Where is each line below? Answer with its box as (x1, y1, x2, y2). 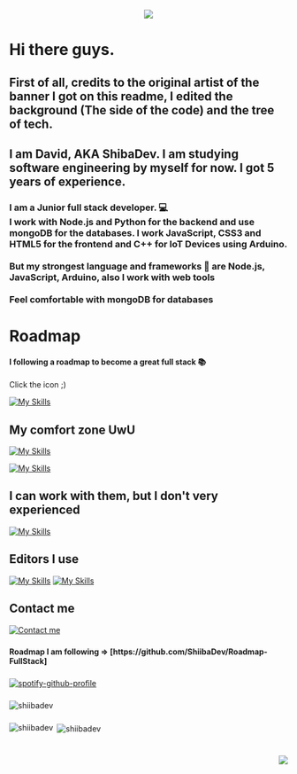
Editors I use (9, 551, 80, 567)
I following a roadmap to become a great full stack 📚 (9, 356, 206, 367)
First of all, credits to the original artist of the (9, 74, 260, 90)
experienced (9, 503, 81, 518)
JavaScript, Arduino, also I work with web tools (9, 270, 216, 283)
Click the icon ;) (9, 379, 66, 390)
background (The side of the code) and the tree (9, 102, 275, 118)
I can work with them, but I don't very (9, 489, 218, 504)
